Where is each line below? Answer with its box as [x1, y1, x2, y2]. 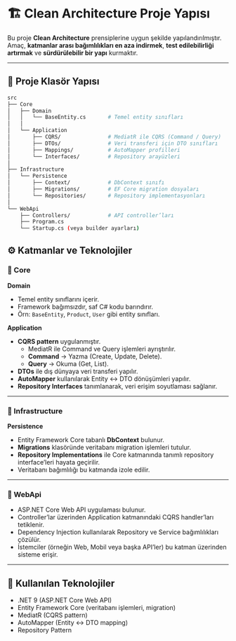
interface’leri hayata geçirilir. [17, 458, 100, 467]
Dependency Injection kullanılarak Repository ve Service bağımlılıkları [17, 528, 219, 536]
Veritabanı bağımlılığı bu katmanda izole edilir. [17, 465, 150, 474]
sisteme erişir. [17, 550, 58, 559]
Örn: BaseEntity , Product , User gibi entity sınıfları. [17, 310, 160, 318]
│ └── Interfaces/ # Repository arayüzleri [7, 153, 181, 160]
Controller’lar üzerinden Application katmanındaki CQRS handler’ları [17, 513, 214, 522]
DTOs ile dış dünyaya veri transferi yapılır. [17, 367, 138, 375]
